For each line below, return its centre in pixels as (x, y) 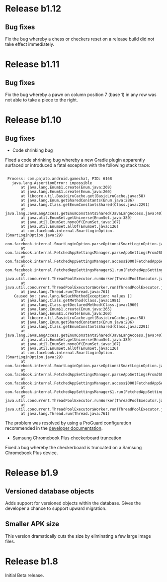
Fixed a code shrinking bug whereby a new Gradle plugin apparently (75, 160)
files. (10, 541)
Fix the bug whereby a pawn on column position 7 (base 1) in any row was (81, 95)
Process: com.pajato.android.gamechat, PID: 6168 (60, 179)
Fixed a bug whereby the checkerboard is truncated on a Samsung (74, 447)
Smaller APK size (32, 524)
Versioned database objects (50, 491)
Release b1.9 (32, 473)
